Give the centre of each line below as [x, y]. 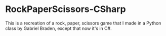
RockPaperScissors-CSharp [66, 9]
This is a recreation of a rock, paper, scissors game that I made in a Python [83, 23]
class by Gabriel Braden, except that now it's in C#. [59, 28]
